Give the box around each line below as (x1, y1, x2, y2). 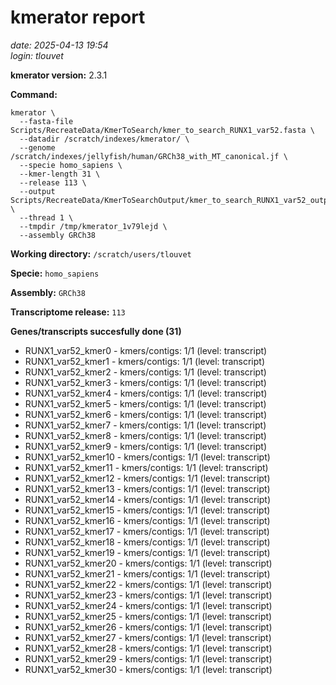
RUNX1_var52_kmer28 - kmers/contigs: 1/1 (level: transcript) (24, 642, 273, 654)
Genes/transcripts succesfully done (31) (10, 325, 182, 337)
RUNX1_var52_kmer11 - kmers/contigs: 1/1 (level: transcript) (24, 461, 269, 473)
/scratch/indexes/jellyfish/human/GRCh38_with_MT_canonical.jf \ (10, 151, 288, 161)
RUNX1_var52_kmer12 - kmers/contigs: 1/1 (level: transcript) (24, 472, 271, 484)
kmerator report (10, 6, 146, 29)
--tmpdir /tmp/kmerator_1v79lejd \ (19, 221, 168, 231)
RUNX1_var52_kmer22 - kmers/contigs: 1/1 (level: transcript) (24, 578, 273, 590)
